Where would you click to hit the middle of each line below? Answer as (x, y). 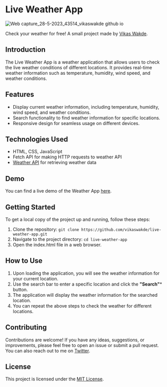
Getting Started (30, 207)
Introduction (26, 50)
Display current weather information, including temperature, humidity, (86, 107)
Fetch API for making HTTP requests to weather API (67, 157)
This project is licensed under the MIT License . (55, 379)
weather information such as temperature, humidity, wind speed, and (78, 73)
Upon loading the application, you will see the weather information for (86, 273)
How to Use (24, 261)
